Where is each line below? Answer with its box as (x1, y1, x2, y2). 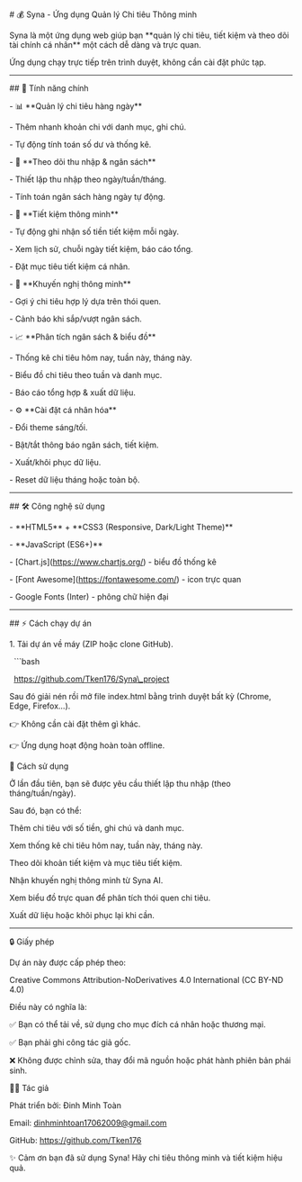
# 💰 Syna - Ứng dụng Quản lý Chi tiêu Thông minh (9, 9, 198, 20)
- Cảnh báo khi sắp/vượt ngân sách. (9, 313, 142, 324)
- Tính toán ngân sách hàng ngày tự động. (9, 192, 166, 202)
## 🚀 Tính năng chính (9, 83, 89, 94)
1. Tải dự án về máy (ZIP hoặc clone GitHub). (9, 639, 173, 649)
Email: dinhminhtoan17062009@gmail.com (9, 1117, 168, 1128)
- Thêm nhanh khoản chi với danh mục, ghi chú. (9, 122, 187, 132)
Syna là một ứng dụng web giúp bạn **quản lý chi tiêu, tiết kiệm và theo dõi (9, 30, 289, 41)
